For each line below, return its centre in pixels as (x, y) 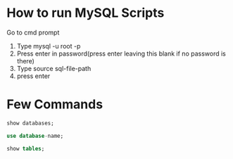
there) (25, 61)
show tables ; (26, 148)
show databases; (30, 123)
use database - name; (35, 136)
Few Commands (55, 104)
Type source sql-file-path (54, 68)
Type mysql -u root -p (49, 46)
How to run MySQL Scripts (86, 13)
